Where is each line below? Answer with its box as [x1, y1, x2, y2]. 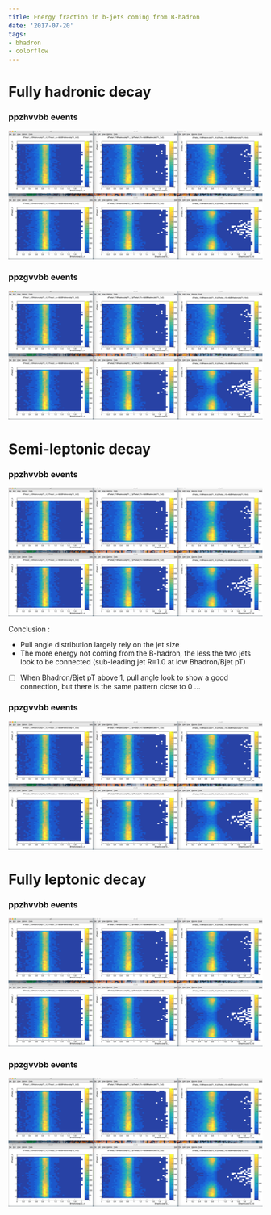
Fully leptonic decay [8, 870, 147, 888]
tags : [8, 30, 27, 38]
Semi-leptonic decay [8, 440, 152, 458]
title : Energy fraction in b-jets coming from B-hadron [8, 13, 200, 21]
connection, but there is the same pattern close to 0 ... [19, 682, 201, 692]
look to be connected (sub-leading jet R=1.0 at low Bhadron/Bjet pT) [19, 657, 246, 667]
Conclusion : [8, 624, 50, 634]
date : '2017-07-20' [8, 21, 74, 30]
